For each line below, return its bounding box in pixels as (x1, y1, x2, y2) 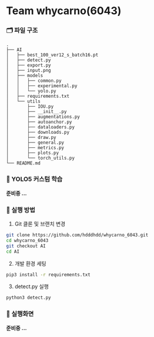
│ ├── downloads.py (6, 130, 69, 136)
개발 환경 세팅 (14, 260, 46, 267)
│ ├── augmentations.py (6, 114, 81, 120)
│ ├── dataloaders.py (6, 124, 75, 130)
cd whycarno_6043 (6, 237, 49, 243)
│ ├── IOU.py (6, 104, 54, 110)
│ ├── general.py (6, 140, 65, 146)
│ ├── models (6, 72, 43, 79)
